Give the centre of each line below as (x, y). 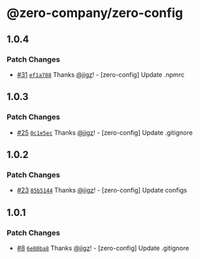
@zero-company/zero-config (95, 13)
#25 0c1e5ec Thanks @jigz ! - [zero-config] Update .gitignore (105, 132)
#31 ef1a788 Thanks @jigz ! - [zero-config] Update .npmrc (101, 74)
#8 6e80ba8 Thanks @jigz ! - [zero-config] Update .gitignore (103, 248)
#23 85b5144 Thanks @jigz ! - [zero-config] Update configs (102, 190)
